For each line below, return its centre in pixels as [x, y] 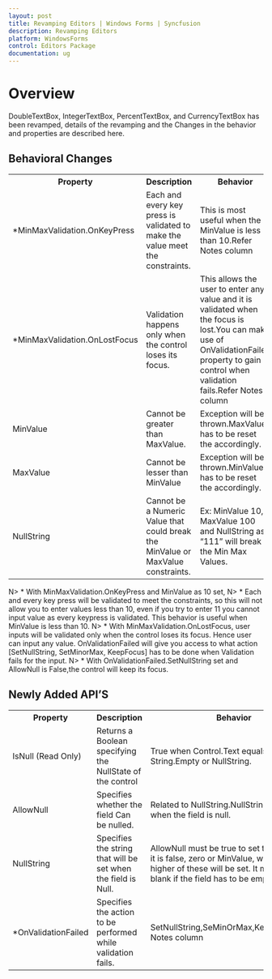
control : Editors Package [52, 46]
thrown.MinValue [232, 467]
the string [115, 848]
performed [117, 932]
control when [225, 370]
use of [212, 340]
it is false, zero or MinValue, [202, 858]
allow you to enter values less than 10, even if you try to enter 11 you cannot [134, 609]
